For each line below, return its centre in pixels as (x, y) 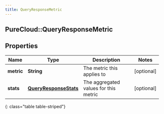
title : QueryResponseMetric (34, 10)
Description (106, 60)
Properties (21, 46)
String (35, 71)
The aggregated (102, 82)
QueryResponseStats (53, 88)
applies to (94, 74)
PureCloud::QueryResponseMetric (59, 30)
